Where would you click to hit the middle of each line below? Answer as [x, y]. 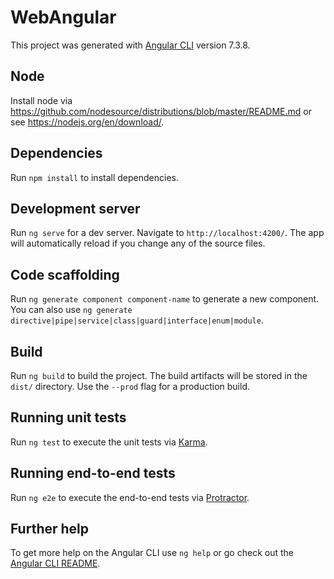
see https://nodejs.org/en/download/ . [87, 122]
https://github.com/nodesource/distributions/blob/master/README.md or [161, 111]
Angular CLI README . [55, 563]
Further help [50, 529]
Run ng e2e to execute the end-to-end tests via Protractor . [130, 497]
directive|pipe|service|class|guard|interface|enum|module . [137, 320]
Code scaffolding [65, 274]
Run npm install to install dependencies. [94, 177]
